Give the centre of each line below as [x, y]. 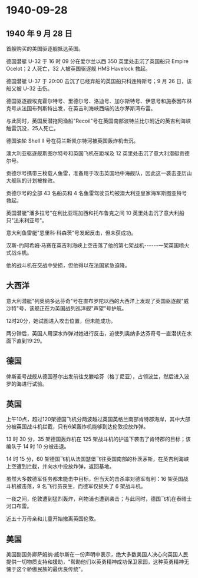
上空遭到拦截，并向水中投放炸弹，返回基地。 [60, 467]
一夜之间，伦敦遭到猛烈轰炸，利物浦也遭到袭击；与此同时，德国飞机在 [91, 499]
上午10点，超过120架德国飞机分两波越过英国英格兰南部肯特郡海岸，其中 [93, 420]
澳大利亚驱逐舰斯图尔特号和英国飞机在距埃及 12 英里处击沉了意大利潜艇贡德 [98, 153]
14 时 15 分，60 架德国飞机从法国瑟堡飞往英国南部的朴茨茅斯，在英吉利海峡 [98, 459]
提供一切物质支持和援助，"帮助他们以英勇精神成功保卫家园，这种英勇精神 [95, 562]
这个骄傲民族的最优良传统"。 [51, 569]
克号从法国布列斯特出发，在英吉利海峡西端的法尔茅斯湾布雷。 [81, 108]
